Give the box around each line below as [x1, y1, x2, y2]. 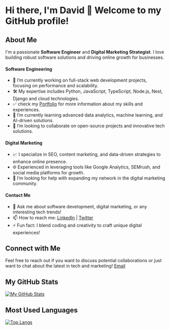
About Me [5, 35, 37, 44]
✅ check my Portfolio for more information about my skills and [12, 101, 143, 107]
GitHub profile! [5, 15, 69, 27]
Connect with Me [5, 244, 61, 252]
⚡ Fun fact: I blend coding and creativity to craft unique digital [12, 222, 142, 228]
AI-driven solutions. [12, 118, 54, 124]
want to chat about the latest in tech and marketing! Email [5, 263, 126, 269]
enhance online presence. [12, 159, 67, 165]
